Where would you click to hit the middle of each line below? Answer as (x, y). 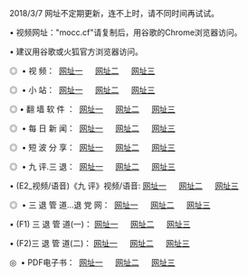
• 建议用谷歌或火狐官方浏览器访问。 (76, 51)
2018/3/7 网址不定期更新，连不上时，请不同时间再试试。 (114, 13)
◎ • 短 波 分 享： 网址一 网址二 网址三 (93, 147)
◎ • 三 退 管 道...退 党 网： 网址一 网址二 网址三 (110, 205)
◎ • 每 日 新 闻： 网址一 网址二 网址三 (93, 128)
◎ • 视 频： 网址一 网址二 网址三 (82, 71)
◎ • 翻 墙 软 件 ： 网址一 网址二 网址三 (93, 109)
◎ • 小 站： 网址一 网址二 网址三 (82, 90)
